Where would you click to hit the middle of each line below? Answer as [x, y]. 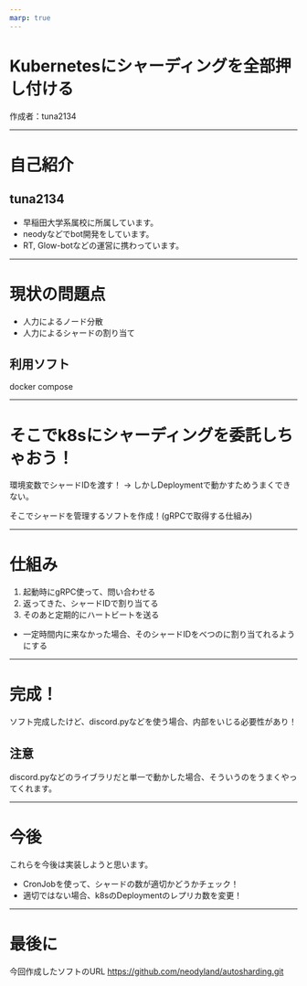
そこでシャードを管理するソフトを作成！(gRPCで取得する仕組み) [131, 516]
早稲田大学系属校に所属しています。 [90, 222]
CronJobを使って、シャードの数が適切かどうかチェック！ [131, 884]
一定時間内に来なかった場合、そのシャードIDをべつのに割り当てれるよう [159, 634]
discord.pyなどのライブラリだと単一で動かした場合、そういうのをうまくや [149, 777]
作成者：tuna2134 [43, 116]
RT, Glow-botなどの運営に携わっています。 [103, 245]
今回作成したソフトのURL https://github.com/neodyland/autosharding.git [147, 971]
